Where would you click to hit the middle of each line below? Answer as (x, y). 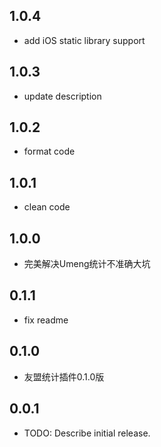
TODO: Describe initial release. (87, 433)
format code (49, 151)
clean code (47, 207)
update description (62, 96)
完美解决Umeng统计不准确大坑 (87, 264)
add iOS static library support (84, 40)
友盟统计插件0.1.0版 (64, 376)
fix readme (46, 320)
